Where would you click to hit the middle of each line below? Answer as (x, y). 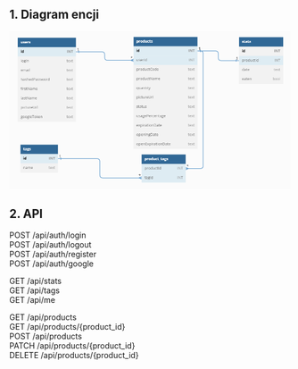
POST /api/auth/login (48, 235)
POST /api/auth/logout (50, 245)
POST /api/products (46, 336)
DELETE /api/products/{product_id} (74, 356)
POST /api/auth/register (53, 255)
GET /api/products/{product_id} (67, 327)
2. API (26, 214)
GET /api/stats (36, 281)
